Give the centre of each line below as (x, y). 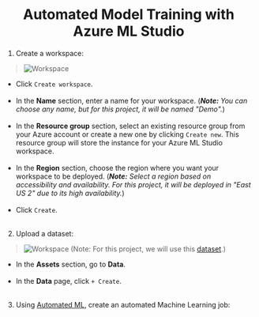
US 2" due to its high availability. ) (70, 193)
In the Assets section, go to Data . (71, 264)
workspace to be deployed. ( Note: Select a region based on (113, 176)
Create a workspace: (50, 53)
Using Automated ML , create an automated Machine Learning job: (123, 304)
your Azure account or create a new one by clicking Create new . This (127, 134)
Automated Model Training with (129, 15)
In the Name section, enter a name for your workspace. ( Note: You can (131, 100)
